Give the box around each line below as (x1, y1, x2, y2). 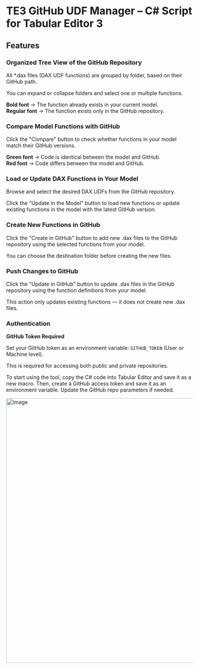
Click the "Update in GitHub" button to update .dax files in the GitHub (6, 280, 175, 288)
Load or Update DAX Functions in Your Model (6, 175, 139, 183)
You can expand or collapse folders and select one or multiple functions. (6, 89, 184, 96)
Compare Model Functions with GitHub (6, 122, 120, 130)
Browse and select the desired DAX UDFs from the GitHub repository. (6, 188, 176, 195)
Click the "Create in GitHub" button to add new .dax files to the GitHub (6, 234, 178, 241)
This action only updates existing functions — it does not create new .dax (6, 298, 185, 305)
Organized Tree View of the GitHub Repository (6, 58, 142, 67)
